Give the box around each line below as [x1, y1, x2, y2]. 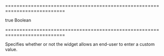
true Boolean [5, 18, 32, 23]
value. [5, 47, 18, 52]
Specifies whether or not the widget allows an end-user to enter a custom [5, 41, 155, 47]
